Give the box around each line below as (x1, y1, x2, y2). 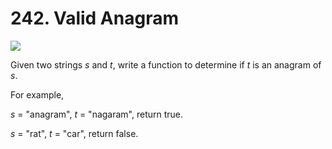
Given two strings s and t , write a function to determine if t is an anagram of (10, 58, 322, 71)
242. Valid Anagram (10, 7, 179, 30)
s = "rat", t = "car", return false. (10, 127, 139, 139)
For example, (10, 88, 65, 101)
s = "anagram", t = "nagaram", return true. (10, 108, 184, 120)
